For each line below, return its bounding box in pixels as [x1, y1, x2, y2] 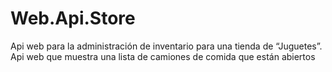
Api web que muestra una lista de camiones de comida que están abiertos [10, 50, 316, 62]
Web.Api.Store [10, 7, 136, 30]
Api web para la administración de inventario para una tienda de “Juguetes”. [10, 40, 323, 52]
